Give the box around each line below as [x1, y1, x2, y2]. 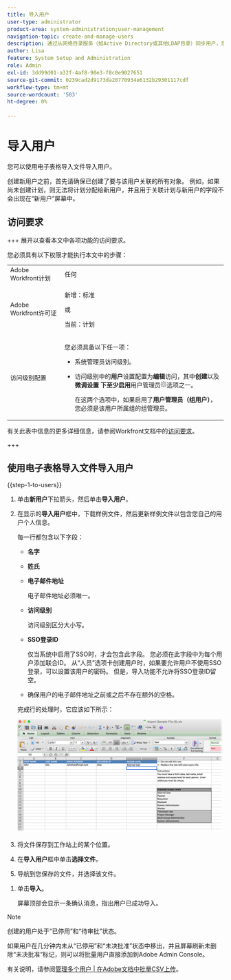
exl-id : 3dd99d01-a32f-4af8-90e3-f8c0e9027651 [7, 69, 143, 76]
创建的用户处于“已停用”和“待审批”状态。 [7, 927, 120, 935]
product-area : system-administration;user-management [7, 25, 165, 32]
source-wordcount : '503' [7, 91, 78, 98]
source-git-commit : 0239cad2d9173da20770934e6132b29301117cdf [7, 76, 189, 83]
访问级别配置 [10, 374, 47, 382]
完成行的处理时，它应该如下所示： [16, 705, 114, 713]
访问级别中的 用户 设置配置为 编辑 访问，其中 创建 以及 [74, 372, 220, 380]
